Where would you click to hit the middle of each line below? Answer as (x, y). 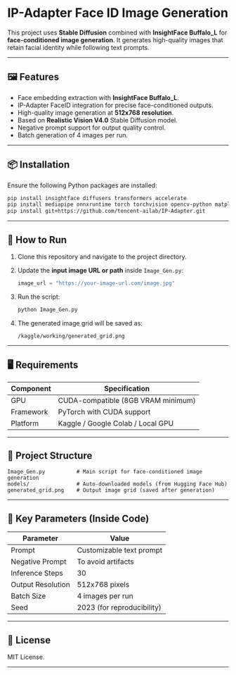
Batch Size (28, 596)
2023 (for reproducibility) (119, 607)
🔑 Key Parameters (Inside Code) (78, 518)
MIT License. (26, 657)
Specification (127, 388)
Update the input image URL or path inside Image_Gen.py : (100, 270)
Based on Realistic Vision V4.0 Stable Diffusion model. (97, 120)
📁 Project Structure (50, 456)
